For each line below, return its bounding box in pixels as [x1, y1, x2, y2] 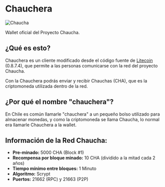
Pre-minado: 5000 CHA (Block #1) [12, 149, 84, 156]
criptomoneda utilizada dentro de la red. [5, 83, 88, 89]
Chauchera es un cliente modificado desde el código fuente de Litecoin [5, 57, 153, 63]
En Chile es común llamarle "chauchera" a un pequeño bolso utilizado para [5, 111, 160, 117]
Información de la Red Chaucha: [5, 136, 108, 145]
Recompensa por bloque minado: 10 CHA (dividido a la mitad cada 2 [12, 155, 155, 161]
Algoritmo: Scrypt [12, 171, 51, 177]
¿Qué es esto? [5, 44, 51, 53]
